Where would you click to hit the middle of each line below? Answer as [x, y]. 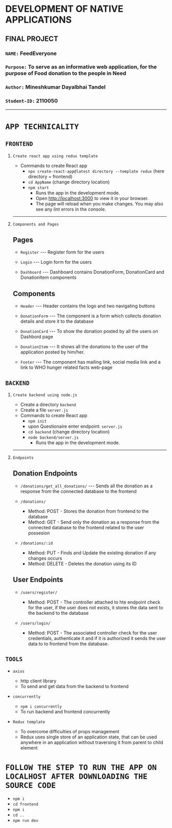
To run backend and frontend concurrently [65, 711]
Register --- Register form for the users [62, 252]
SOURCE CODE [31, 785]
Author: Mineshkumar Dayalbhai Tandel [56, 87]
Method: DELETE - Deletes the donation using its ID [82, 564]
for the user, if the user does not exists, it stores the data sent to [95, 607]
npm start [38, 188]
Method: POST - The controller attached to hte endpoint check [94, 602]
